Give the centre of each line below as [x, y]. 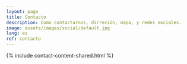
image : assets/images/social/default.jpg [58, 28]
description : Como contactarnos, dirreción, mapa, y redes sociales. [94, 22]
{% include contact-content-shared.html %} [60, 55]
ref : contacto [24, 39]
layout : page [22, 11]
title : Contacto [26, 17]
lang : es [17, 33]
